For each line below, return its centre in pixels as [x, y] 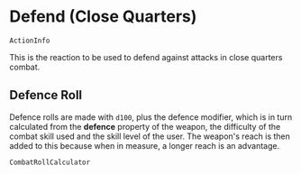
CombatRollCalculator [50, 162]
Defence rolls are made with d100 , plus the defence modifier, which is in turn [151, 117]
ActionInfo [30, 41]
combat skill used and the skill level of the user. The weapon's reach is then [150, 136]
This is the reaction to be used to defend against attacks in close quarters [146, 57]
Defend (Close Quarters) [103, 17]
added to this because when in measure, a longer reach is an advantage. [145, 145]
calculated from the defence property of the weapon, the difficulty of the [145, 126]
